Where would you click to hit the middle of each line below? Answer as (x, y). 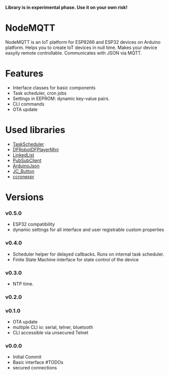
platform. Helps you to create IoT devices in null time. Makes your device (81, 47)
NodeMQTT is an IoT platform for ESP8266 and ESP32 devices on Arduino (83, 42)
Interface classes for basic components (54, 87)
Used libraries (35, 130)
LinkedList (23, 155)
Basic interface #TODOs (38, 362)
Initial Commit (27, 357)
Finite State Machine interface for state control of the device (76, 259)
